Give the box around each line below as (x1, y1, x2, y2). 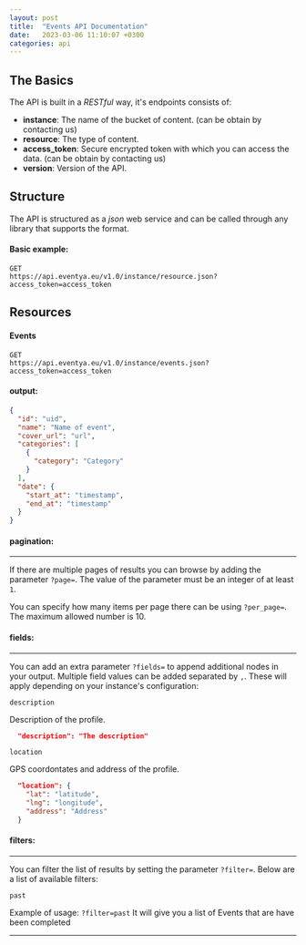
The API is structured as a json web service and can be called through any (9, 213, 289, 224)
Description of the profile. (9, 714, 107, 724)
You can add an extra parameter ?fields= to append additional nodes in (9, 661, 280, 672)
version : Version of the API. (22, 163, 127, 174)
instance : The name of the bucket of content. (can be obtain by (22, 115, 262, 126)
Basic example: (9, 243, 69, 255)
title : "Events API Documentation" (9, 22, 148, 31)
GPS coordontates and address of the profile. (9, 764, 180, 775)
